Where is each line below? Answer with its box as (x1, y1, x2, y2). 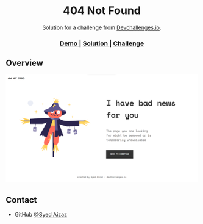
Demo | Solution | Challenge (59, 39, 144, 48)
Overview (5, 58, 44, 68)
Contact (5, 195, 37, 205)
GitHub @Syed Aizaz (14, 211, 68, 218)
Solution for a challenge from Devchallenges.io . (42, 24, 162, 31)
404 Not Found (62, 4, 141, 18)
